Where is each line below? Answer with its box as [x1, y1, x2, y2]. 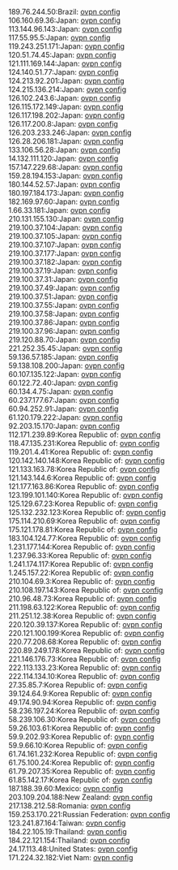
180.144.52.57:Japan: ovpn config [8, 180, 121, 189]
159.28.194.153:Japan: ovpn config [8, 171, 123, 180]
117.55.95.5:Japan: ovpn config [8, 32, 111, 42]
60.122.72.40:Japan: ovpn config [8, 378, 119, 387]
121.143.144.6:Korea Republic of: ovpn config [8, 473, 156, 483]
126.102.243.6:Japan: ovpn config [8, 93, 121, 102]
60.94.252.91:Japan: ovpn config [8, 404, 119, 413]
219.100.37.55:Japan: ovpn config [8, 301, 120, 309]
